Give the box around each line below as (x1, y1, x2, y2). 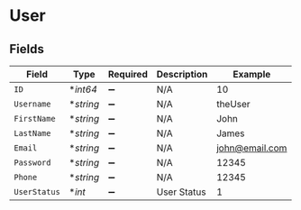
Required (107, 68, 149, 80)
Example (233, 68, 271, 80)
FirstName (14, 114, 56, 123)
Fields (9, 41, 45, 57)
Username (14, 99, 51, 109)
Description (156, 68, 208, 80)
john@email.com (215, 142, 287, 154)
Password (14, 158, 51, 168)
